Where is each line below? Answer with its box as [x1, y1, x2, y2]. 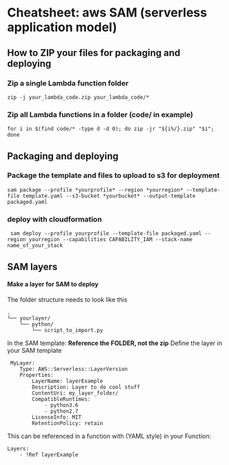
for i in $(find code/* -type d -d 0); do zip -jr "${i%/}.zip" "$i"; [7, 125, 215, 132]
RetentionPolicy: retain [32, 420, 103, 426]
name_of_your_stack [7, 242, 63, 249]
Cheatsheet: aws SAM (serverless [7, 5, 208, 21]
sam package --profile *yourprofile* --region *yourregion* [7, 186, 184, 194]
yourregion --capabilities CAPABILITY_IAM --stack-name [28, 236, 193, 243]
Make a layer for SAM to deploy [7, 280, 99, 289]
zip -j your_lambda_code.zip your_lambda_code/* [7, 94, 150, 101]
